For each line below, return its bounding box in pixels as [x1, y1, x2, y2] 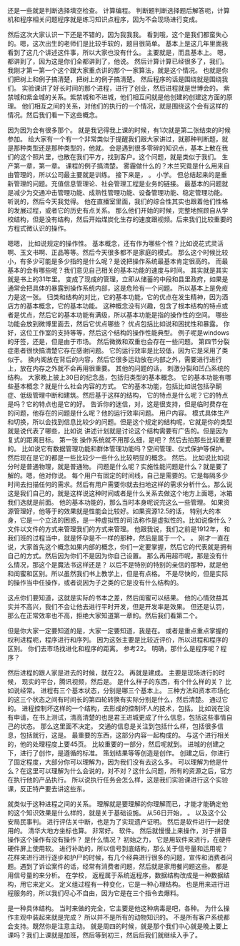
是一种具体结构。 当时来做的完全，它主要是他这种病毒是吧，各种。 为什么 [7, 904, 224, 912]
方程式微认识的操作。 [7, 224, 70, 232]
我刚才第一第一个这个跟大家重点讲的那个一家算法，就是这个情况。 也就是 [7, 66, 222, 74]
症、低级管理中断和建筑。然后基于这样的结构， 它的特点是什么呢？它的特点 [7, 391, 229, 399]
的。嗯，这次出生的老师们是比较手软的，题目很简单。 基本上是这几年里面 [7, 39, 222, 48]
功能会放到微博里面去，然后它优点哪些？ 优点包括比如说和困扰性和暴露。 [7, 320, 222, 328]
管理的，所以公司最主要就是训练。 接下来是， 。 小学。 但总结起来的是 [13, 171, 221, 178]
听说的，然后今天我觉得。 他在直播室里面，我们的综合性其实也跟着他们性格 [7, 197, 229, 206]
